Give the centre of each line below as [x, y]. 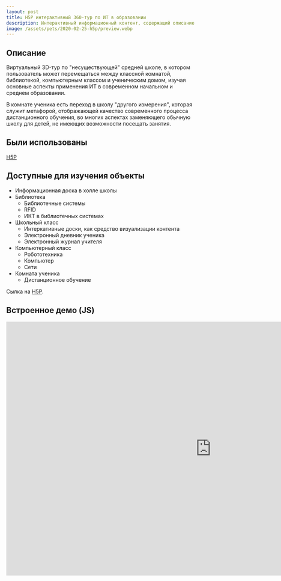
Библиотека [30, 196]
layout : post [23, 12]
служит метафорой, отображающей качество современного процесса [97, 111]
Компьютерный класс [43, 248]
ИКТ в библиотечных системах [64, 216]
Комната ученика [37, 273]
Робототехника [43, 254]
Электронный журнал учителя [63, 242]
